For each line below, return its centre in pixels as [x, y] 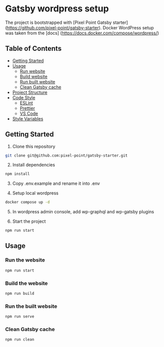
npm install [17, 174]
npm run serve [20, 317]
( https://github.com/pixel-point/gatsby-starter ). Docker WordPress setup [80, 27]
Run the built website [31, 306]
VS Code [29, 113]
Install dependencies [34, 165]
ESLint [26, 103]
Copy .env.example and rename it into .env [56, 183]
